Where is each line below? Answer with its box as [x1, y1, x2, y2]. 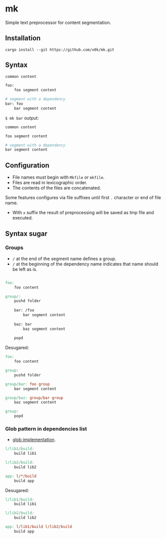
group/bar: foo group [5, 381, 50, 387]
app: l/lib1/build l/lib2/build [5, 525, 72, 530]
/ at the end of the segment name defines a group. [12, 256, 117, 262]
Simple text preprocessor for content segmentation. [5, 19, 111, 25]
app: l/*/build [5, 474, 37, 479]
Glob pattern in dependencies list [5, 425, 87, 432]
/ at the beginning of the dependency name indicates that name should [12, 261, 159, 267]
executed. [12, 215, 33, 221]
